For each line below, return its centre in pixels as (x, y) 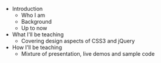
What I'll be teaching (38, 35)
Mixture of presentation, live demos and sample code (88, 54)
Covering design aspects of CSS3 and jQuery (78, 41)
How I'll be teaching (37, 47)
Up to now (34, 28)
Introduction (27, 9)
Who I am (33, 15)
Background (36, 22)
